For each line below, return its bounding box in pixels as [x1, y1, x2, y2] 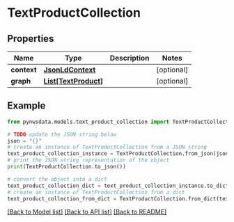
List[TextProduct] [43, 77, 103, 86]
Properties [7, 33, 54, 45]
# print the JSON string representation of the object [7, 157, 170, 164]
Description [109, 54, 150, 63]
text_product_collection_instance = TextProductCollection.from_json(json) [7, 150, 232, 157]
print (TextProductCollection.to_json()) [7, 164, 127, 171]
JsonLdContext [43, 65, 96, 74]
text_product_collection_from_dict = [7, 195, 117, 203]
